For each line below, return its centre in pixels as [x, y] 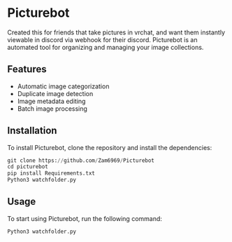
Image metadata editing [51, 101]
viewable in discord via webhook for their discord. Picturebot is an [102, 39]
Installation [32, 131]
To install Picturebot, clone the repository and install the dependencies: [110, 147]
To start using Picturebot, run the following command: [85, 218]
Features [27, 69]
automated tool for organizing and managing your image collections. [106, 47]
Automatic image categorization [63, 86]
